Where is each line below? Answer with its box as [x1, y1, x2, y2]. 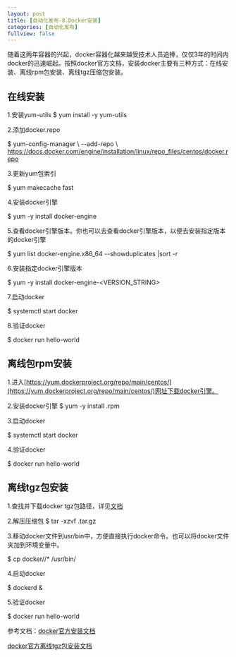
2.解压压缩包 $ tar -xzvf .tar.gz [7, 517, 97, 525]
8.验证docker [7, 322, 46, 330]
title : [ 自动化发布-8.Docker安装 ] [7, 17, 101, 24]
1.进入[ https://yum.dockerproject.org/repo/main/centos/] [7, 378, 172, 386]
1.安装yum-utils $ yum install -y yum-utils [7, 111, 128, 119]
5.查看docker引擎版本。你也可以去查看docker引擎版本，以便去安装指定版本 [7, 227, 226, 235]
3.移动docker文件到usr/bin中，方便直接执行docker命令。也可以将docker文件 [7, 531, 230, 540]
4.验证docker [7, 445, 46, 454]
